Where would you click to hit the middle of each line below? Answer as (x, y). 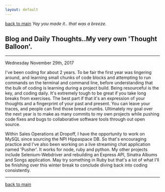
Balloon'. (19, 47)
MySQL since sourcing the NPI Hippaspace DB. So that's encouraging (76, 139)
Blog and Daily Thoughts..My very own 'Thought (81, 39)
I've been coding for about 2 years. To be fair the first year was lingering (78, 72)
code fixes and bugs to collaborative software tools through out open (75, 119)
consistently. (18, 170)
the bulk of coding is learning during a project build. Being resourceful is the (82, 88)
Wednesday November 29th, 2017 (40, 63)
